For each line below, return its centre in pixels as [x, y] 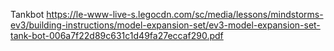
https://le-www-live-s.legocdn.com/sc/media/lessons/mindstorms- [185, 14]
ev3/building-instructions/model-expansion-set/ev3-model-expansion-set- [165, 25]
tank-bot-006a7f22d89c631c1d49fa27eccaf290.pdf [117, 35]
